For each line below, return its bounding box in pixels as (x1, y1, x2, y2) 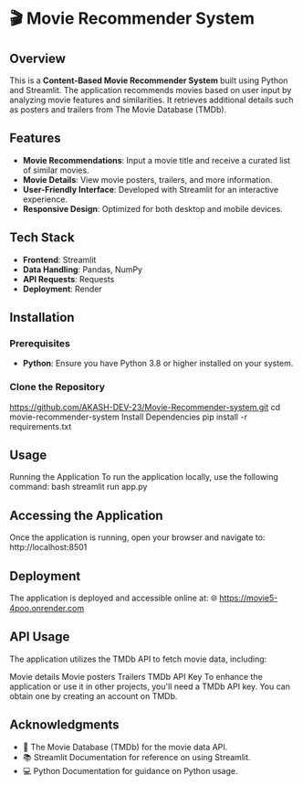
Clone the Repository (9, 381, 106, 394)
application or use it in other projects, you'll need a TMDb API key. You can (9, 681, 290, 692)
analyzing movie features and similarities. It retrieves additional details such (9, 94, 294, 105)
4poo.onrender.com (9, 603, 85, 614)
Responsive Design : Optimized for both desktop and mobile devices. (22, 203, 283, 214)
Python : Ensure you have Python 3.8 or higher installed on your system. (22, 358, 294, 369)
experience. (22, 194, 68, 205)
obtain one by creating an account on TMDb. (9, 690, 178, 701)
